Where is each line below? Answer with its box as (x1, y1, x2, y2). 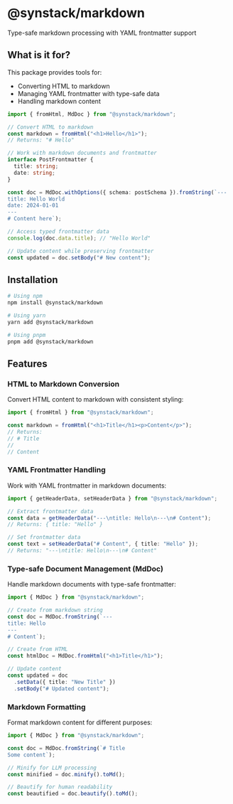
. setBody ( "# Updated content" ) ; (13, 685, 110, 692)
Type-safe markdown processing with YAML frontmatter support (7, 28, 197, 37)
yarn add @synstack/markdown (7, 318, 94, 326)
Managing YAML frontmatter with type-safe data (17, 89, 160, 97)
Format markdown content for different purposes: (7, 718, 153, 727)
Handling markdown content (17, 97, 101, 105)
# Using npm (7, 293, 43, 300)
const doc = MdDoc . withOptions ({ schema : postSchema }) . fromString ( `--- (7, 188, 227, 196)
